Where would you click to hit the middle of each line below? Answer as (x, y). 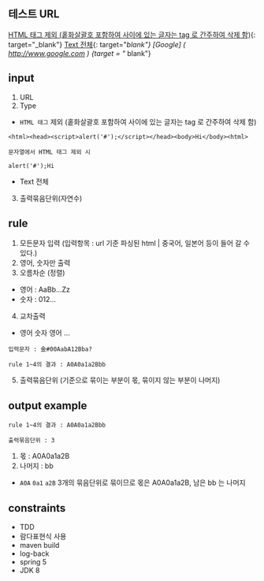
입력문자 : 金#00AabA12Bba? (50, 349)
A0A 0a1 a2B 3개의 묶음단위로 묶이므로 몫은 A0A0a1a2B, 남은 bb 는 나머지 (132, 482)
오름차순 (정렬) (42, 273)
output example (48, 406)
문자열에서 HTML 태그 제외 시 (49, 152)
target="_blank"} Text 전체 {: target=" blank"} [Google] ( (97, 44)
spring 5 (33, 562)
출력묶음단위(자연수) (51, 198)
